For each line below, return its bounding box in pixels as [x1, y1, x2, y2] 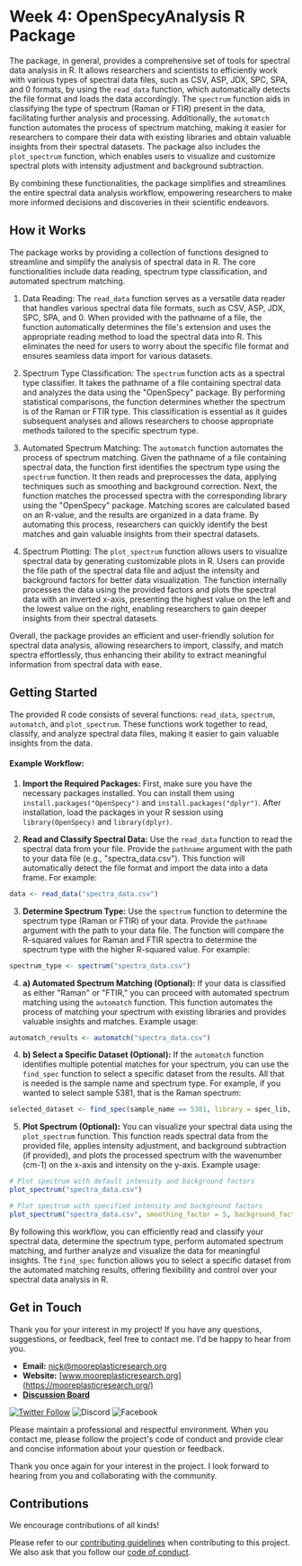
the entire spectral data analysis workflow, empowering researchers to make [9, 187, 293, 198]
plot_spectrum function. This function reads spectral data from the [22, 1131, 269, 1141]
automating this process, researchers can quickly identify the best [22, 519, 268, 530]
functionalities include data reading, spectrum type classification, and [9, 265, 268, 276]
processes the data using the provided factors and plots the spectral [22, 584, 277, 595]
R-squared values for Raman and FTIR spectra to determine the [22, 934, 258, 945]
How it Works [9, 223, 86, 238]
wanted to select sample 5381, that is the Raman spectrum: [22, 1087, 242, 1098]
